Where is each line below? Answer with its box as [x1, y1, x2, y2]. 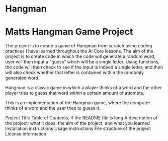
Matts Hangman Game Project [5, 26, 133, 38]
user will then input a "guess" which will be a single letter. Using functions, [5, 59, 160, 65]
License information [5, 131, 47, 137]
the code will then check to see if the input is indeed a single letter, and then [5, 64, 163, 70]
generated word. [5, 75, 40, 81]
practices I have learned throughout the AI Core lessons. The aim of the [5, 48, 153, 54]
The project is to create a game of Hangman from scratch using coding [5, 43, 152, 49]
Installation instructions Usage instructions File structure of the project [5, 125, 151, 131]
